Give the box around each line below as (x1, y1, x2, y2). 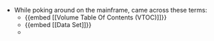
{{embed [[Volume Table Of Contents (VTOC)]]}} (24, 13, 167, 22)
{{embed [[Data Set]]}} (24, 21, 92, 28)
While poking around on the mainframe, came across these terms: (13, 6, 208, 14)
